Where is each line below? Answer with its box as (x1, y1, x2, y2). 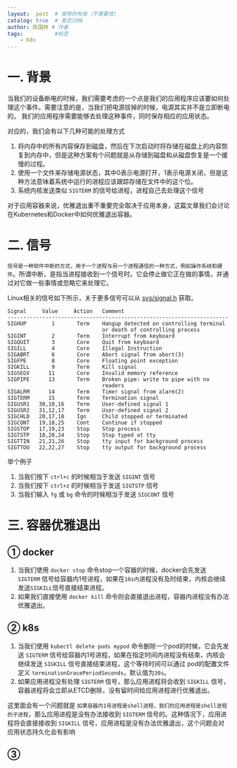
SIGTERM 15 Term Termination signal (7, 394, 159, 401)
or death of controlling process (102, 326, 200, 333)
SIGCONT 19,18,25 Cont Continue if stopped (7, 419, 162, 426)
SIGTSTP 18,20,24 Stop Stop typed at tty (7, 432, 157, 439)
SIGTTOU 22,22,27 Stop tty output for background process (7, 444, 207, 451)
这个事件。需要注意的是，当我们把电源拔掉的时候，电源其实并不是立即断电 (13, 103, 230, 112)
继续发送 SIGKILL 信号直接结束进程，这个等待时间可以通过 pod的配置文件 (17, 659, 230, 667)
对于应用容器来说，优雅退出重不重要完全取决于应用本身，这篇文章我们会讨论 (7, 201, 230, 210)
